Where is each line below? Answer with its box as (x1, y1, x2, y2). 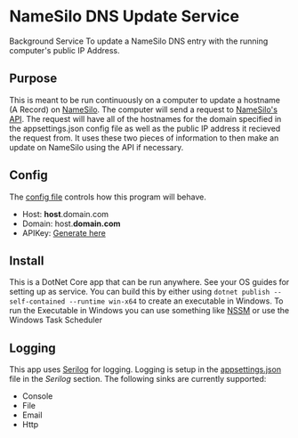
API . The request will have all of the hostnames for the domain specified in (9, 113, 282, 124)
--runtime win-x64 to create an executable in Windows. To (68, 296, 284, 306)
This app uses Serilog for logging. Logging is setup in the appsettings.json (9, 364, 282, 375)
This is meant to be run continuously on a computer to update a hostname (9, 94, 281, 105)
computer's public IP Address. (9, 45, 120, 55)
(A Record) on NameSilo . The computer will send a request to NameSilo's (9, 104, 278, 115)
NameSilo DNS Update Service (9, 6, 240, 27)
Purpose (9, 71, 58, 86)
